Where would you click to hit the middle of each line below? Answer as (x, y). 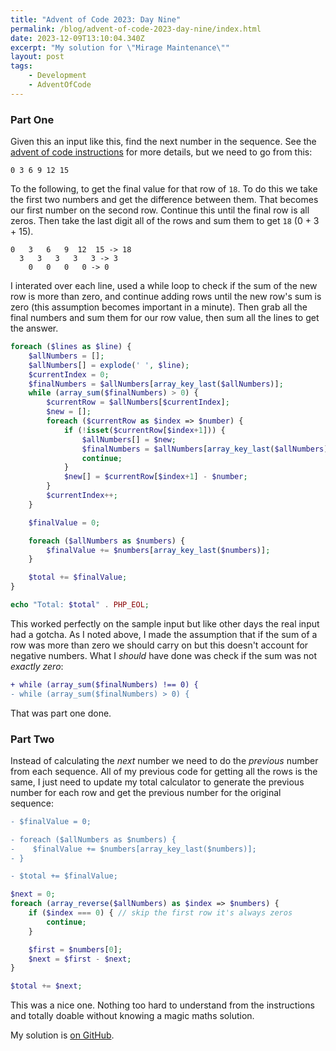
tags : (21, 66)
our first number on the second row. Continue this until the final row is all (160, 210)
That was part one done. (61, 713)
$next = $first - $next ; (80, 959)
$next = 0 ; (33, 894)
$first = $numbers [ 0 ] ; (75, 949)
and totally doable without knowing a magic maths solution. (132, 1016)
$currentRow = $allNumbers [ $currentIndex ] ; (138, 402)
